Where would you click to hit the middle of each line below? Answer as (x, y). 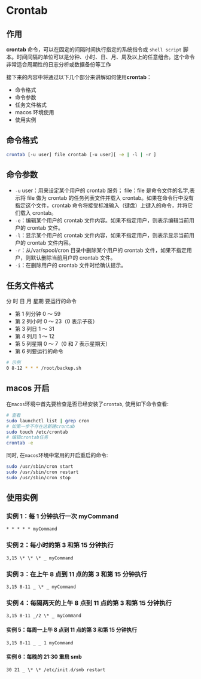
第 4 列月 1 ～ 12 (35, 336)
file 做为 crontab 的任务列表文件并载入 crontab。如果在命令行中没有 (110, 197)
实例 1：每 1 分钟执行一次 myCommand (62, 516)
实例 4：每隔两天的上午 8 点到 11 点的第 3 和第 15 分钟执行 (89, 603)
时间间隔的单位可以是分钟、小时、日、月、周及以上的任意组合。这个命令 (106, 57)
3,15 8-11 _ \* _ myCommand (41, 587)
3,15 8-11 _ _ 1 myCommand (40, 643)
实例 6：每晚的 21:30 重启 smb (44, 657)
